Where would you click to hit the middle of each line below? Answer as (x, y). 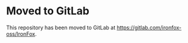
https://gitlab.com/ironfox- (149, 27)
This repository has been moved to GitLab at (61, 27)
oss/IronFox (21, 33)
